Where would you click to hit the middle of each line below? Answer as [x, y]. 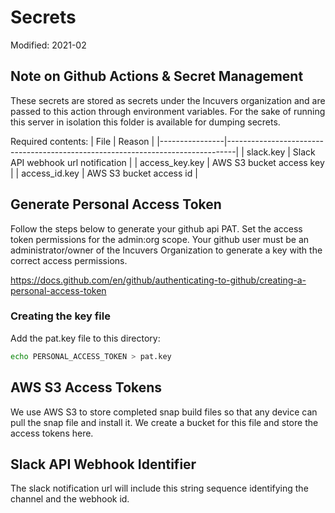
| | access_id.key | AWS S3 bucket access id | [104, 173]
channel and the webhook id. [70, 499]
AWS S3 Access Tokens [86, 387]
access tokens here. [52, 433]
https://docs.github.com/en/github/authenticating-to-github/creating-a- [158, 280]
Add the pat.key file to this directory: [85, 338]
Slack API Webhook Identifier [103, 464]
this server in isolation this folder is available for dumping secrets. [145, 122]
